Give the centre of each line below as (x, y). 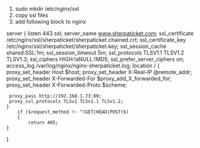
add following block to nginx (50, 22)
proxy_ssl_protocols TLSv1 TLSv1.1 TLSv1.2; (66, 101)
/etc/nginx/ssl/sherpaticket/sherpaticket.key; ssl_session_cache (87, 46)
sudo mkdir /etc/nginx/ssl (47, 9)
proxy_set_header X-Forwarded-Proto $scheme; (67, 85)
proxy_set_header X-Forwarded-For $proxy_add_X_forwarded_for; (89, 79)
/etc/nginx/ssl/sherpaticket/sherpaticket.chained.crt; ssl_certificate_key (96, 40)
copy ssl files (32, 15)
